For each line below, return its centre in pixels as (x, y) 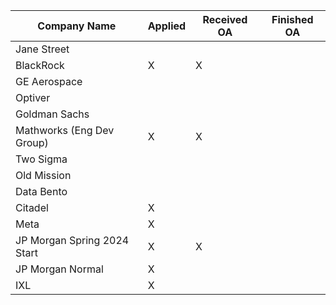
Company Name (77, 26)
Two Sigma (41, 159)
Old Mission (43, 175)
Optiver (33, 97)
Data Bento (41, 191)
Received (225, 19)
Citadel (32, 207)
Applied (167, 26)
